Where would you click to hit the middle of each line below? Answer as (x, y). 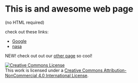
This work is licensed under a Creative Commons (54, 70)
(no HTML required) (25, 22)
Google (19, 41)
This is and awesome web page (69, 9)
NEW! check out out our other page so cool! (49, 56)
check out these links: (27, 32)
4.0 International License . (63, 75)
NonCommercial (21, 75)
